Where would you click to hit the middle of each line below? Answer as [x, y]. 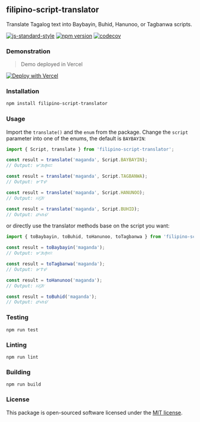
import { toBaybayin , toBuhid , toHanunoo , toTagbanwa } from [84, 237]
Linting [16, 344]
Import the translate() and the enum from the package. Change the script [97, 132]
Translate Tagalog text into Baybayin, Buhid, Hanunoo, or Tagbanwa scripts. [99, 24]
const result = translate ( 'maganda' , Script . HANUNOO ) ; [76, 192]
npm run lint [22, 357]
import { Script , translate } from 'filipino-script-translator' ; [90, 149]
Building [18, 372]
